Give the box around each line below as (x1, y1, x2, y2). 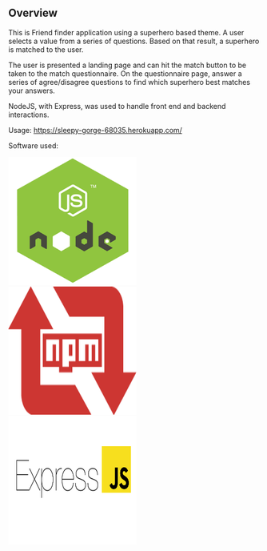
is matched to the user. (8, 44, 84, 54)
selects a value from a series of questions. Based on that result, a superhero (8, 36, 260, 46)
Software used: (8, 140, 58, 151)
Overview (8, 6, 58, 20)
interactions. (8, 110, 50, 119)
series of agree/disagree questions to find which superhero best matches (8, 77, 250, 86)
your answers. (8, 86, 56, 95)
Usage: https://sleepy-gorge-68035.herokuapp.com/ (8, 125, 182, 135)
